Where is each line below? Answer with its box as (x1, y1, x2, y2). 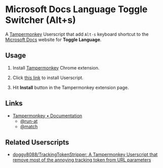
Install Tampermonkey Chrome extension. (12, 64, 100, 71)
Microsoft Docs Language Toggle (5, 4, 148, 15)
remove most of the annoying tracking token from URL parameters (12, 157, 151, 163)
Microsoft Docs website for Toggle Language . (5, 37, 102, 43)
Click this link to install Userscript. (12, 75, 84, 81)
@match (20, 123, 38, 129)
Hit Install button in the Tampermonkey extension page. (12, 84, 129, 90)
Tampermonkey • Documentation (12, 113, 83, 119)
